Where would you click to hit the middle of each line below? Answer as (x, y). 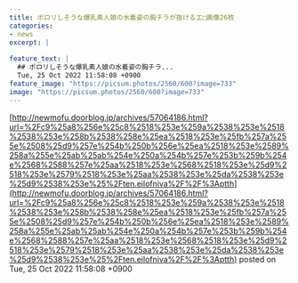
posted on (258, 259)
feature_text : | (39, 59)
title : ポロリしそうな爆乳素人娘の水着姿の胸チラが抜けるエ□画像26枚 (122, 17)
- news (21, 34)
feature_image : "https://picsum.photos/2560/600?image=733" (123, 84)
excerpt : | (29, 42)
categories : (31, 26)
